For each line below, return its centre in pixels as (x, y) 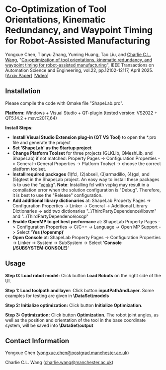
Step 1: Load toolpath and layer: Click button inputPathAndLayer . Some (80, 290)
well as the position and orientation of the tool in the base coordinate (76, 320)
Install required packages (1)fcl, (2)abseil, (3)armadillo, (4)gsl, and (81, 174)
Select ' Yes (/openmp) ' (41, 232)
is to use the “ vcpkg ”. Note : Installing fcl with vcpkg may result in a (81, 185)
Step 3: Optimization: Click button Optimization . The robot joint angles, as (82, 315)
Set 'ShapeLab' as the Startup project (52, 148)
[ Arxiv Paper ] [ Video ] (27, 75)
